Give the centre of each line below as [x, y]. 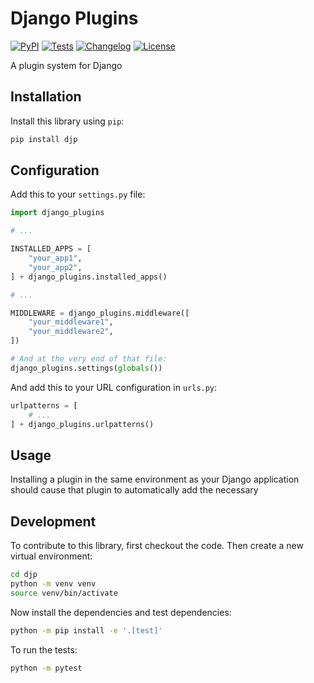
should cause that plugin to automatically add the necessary [134, 490]
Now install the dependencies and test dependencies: [121, 612]
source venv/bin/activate [64, 593]
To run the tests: [44, 649]
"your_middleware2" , [71, 332]
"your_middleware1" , [71, 322]
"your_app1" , [55, 258]
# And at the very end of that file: [89, 359]
